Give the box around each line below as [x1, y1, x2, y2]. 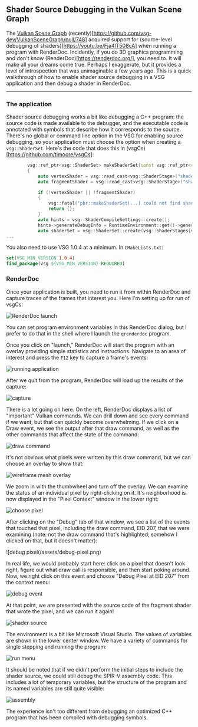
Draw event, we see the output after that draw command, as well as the [6, 425, 180, 432]
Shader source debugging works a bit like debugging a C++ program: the [6, 113, 184, 120]
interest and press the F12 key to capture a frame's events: [6, 354, 148, 361]
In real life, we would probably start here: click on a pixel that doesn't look [6, 560, 186, 567]
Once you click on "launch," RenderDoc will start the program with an [6, 341, 175, 348]
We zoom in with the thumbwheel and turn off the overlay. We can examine [6, 483, 189, 490]
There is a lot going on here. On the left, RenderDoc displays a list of [6, 406, 172, 413]
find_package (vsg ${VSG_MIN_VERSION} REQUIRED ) [6, 261, 126, 267]
